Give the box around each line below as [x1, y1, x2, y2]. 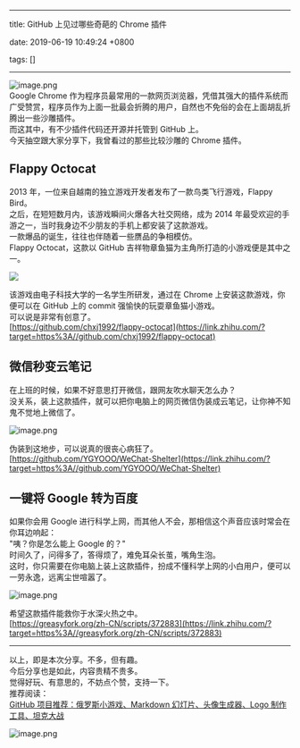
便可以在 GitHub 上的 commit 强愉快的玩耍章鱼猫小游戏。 [9, 300, 221, 311]
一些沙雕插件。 [24, 113, 80, 123]
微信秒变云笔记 [9, 359, 92, 374]
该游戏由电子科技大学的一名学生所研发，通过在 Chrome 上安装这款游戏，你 [9, 289, 286, 299]
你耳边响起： [9, 527, 56, 538]
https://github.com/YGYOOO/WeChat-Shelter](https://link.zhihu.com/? [12, 453, 271, 464]
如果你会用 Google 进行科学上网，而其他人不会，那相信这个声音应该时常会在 [9, 516, 291, 527]
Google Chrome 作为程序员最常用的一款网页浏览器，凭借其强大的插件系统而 [9, 90, 288, 101]
